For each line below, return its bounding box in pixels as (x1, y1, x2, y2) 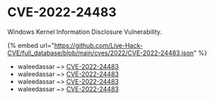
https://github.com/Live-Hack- (54, 41, 143, 49)
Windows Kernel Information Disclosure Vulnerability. (7, 27, 162, 36)
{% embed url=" (7, 41, 55, 49)
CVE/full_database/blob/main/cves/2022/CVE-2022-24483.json (7, 49, 194, 57)
